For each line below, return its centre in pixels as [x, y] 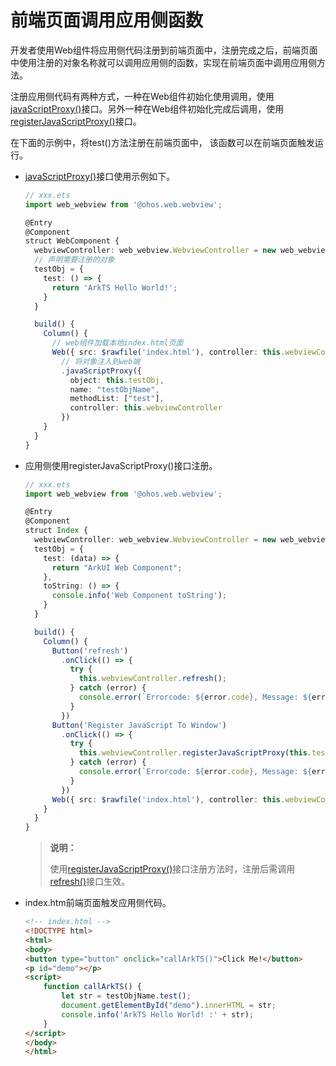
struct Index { [56, 531]
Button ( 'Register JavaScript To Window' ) [139, 725]
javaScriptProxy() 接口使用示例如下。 [100, 176]
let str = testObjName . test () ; [126, 996]
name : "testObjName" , [114, 389]
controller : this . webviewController [146, 408]
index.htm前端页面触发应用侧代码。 [98, 903]
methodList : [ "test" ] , [117, 399]
